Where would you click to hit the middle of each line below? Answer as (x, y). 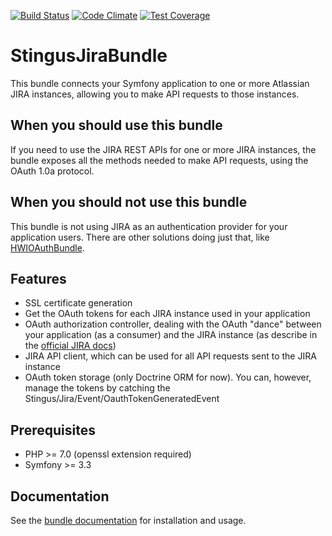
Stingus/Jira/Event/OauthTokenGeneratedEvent (122, 399)
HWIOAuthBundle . (47, 247)
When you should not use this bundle (129, 202)
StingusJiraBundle (89, 56)
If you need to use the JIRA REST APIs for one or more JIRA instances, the (163, 149)
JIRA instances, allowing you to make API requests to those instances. (155, 94)
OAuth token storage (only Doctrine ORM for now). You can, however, (168, 377)
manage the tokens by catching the (97, 388)
